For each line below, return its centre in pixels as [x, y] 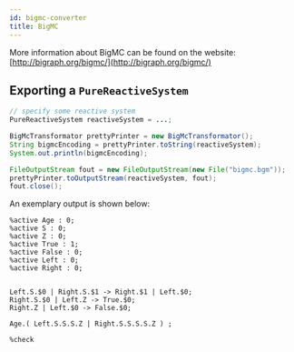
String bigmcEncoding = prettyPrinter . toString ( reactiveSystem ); [135, 145]
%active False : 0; [46, 252]
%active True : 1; [44, 245]
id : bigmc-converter [49, 18]
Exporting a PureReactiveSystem [99, 91]
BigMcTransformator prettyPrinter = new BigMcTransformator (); [132, 136]
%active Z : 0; [38, 236]
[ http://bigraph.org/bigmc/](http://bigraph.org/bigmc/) [110, 62]
